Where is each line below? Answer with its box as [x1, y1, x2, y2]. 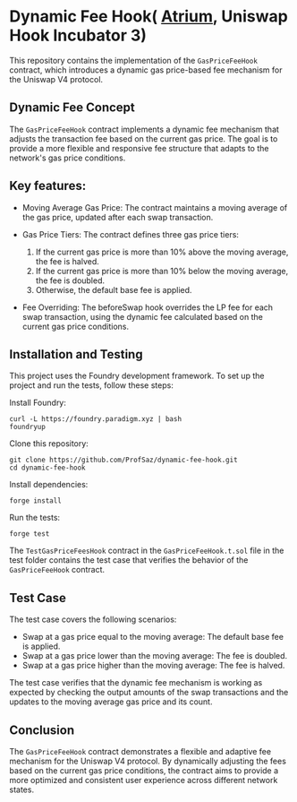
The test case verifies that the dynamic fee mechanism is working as [9, 677, 263, 688]
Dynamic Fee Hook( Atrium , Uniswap [9, 6, 288, 27]
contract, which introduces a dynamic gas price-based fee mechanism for [9, 65, 283, 75]
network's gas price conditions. [9, 152, 126, 163]
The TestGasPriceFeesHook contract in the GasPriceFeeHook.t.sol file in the [9, 545, 284, 556]
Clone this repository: [9, 438, 89, 449]
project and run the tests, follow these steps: [9, 380, 174, 391]
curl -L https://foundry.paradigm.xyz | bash [9, 415, 182, 424]
